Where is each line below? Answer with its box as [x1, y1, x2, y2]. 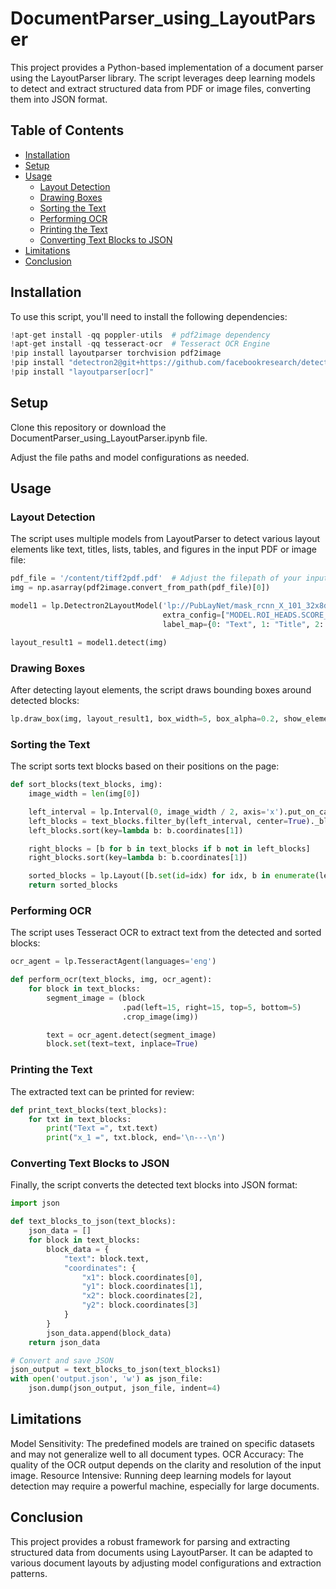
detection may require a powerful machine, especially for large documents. [10, 1480, 320, 1492]
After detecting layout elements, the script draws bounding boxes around [10, 683, 312, 696]
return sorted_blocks [28, 880, 118, 891]
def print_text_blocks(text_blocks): [10, 1105, 168, 1115]
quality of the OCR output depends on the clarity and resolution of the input [10, 1458, 322, 1471]
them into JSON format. [10, 93, 108, 105]
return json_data [28, 1337, 101, 1347]
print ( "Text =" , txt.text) [46, 1123, 159, 1134]
